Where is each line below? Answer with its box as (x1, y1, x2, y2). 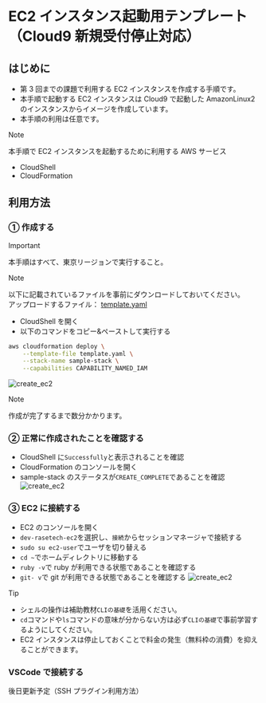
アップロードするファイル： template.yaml (8, 299, 147, 309)
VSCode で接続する (8, 666, 84, 677)
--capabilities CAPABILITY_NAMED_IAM (22, 365, 148, 373)
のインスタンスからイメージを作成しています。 (19, 105, 173, 113)
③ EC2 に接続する (8, 503, 81, 514)
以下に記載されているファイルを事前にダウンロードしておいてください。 (8, 289, 244, 299)
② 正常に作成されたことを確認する (8, 432, 144, 444)
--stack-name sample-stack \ (22, 357, 119, 365)
